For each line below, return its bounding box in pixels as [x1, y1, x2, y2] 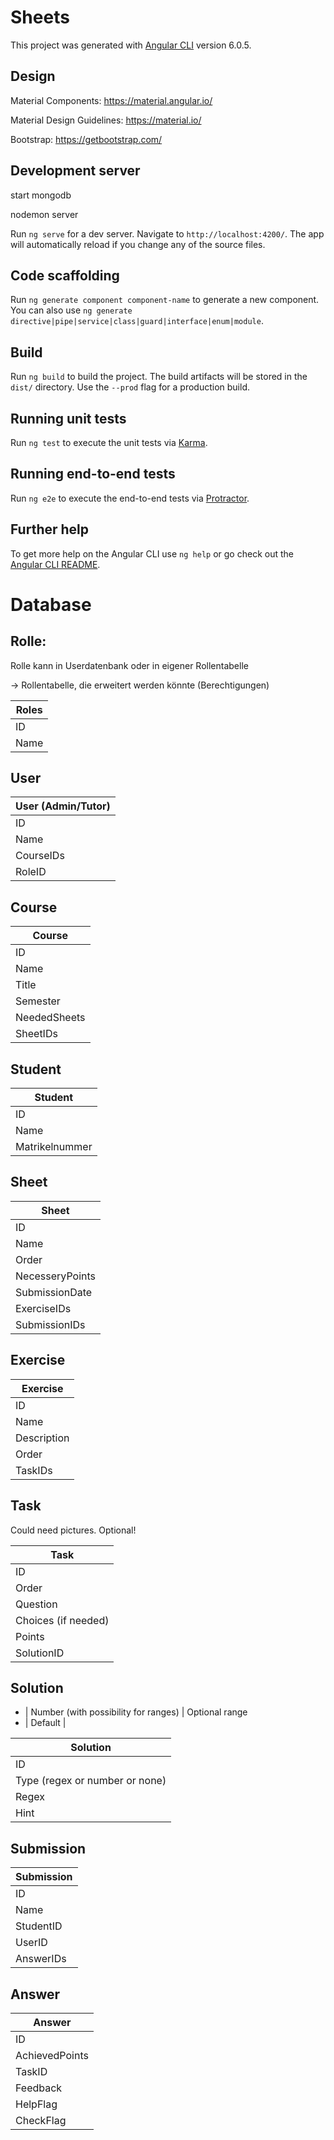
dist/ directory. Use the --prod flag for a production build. [10, 381, 250, 393]
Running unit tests [10, 410, 127, 427]
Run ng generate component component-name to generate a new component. [10, 294, 320, 306]
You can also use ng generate [10, 304, 133, 316]
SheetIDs [15, 1027, 58, 1041]
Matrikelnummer [15, 1140, 93, 1154]
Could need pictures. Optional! [10, 1524, 137, 1536]
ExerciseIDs [15, 1301, 72, 1315]
